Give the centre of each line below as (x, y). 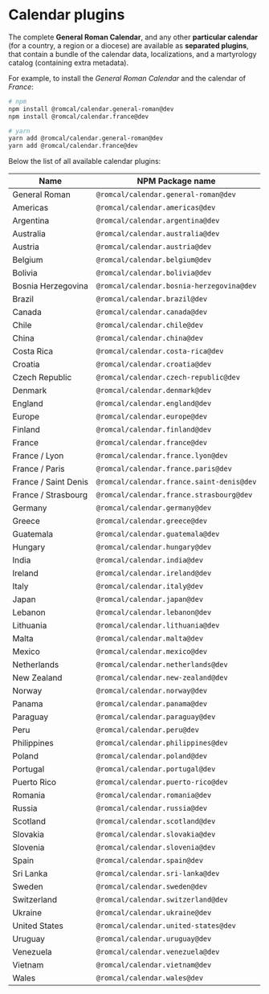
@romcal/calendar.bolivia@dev (154, 273)
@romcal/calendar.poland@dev (152, 756)
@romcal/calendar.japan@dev (149, 599)
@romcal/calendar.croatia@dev (154, 364)
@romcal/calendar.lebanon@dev (154, 613)
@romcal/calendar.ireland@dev (154, 573)
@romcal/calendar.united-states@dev (166, 926)
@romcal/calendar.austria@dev (154, 247)
